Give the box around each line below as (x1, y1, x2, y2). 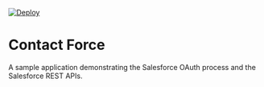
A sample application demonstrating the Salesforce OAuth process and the (8, 62, 256, 72)
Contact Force (8, 36, 105, 54)
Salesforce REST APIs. (8, 71, 83, 81)
